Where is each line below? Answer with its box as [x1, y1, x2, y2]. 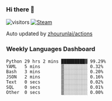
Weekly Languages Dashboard [6, 45, 96, 53]
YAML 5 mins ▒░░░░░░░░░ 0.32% [6, 63, 104, 70]
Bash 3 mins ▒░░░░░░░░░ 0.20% [6, 69, 104, 74]
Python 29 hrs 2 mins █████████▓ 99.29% [6, 58, 107, 64]
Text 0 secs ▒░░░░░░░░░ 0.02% [6, 79, 104, 85]
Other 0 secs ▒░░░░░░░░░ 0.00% [6, 89, 104, 95]
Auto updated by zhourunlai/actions [6, 30, 93, 37]
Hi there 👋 [6, 5, 35, 14]
